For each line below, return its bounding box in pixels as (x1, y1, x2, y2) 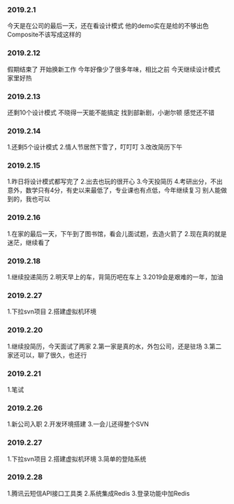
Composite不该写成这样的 (7, 30, 82, 39)
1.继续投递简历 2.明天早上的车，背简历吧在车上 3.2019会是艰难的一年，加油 (7, 273, 224, 281)
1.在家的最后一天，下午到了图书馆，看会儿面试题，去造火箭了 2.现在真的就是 (7, 229, 227, 238)
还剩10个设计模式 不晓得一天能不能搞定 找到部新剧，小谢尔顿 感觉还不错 (7, 108, 215, 117)
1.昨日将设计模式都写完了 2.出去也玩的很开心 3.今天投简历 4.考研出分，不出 (7, 177, 224, 186)
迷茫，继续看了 (7, 238, 50, 246)
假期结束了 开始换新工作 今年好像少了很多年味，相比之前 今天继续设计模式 (7, 65, 221, 73)
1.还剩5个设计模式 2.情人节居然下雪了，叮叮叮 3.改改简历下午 (7, 143, 183, 151)
